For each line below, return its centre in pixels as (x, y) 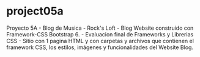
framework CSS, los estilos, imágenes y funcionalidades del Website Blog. (100, 47)
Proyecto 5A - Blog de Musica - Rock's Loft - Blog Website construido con (100, 28)
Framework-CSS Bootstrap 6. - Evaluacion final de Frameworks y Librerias (100, 34)
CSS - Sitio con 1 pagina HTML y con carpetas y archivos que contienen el (100, 41)
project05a (35, 11)
